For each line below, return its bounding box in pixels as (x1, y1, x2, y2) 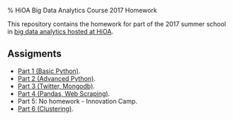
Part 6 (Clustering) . (17, 104, 74, 113)
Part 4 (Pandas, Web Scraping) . (17, 89, 110, 98)
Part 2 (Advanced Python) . (17, 74, 96, 82)
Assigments (7, 48, 62, 60)
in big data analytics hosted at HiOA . (7, 28, 114, 36)
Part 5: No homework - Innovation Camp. (17, 97, 138, 105)
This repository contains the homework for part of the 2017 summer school (7, 20, 227, 28)
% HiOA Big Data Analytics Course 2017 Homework (7, 6, 157, 14)
